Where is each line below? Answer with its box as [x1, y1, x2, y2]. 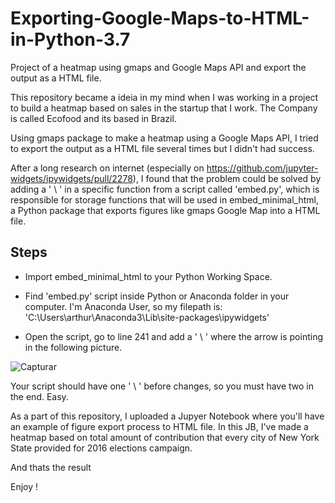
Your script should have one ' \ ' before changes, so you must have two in [10, 380, 315, 392]
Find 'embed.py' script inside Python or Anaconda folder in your [24, 290, 290, 302]
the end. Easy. [10, 390, 69, 402]
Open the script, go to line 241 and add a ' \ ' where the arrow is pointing [24, 330, 324, 342]
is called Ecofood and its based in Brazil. [10, 112, 177, 124]
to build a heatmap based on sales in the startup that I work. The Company [10, 102, 318, 114]
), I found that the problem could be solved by [132, 172, 322, 184]
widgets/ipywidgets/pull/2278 [10, 172, 133, 184]
